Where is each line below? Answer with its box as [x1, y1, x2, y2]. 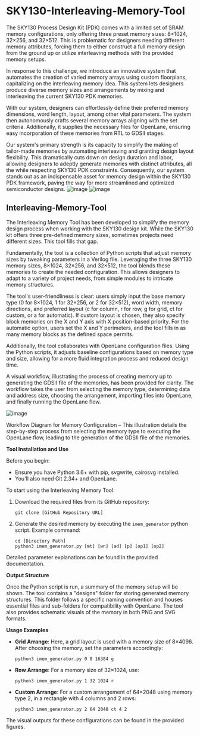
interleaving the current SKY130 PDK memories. [6, 93, 124, 100]
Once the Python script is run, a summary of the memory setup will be [6, 583, 179, 590]
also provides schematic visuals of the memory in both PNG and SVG [6, 608, 176, 615]
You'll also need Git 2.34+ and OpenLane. [14, 475, 117, 482]
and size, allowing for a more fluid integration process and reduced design [6, 355, 189, 362]
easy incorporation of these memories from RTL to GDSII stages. [6, 130, 165, 137]
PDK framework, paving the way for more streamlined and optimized [6, 179, 174, 186]
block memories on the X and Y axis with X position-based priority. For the [6, 318, 189, 325]
